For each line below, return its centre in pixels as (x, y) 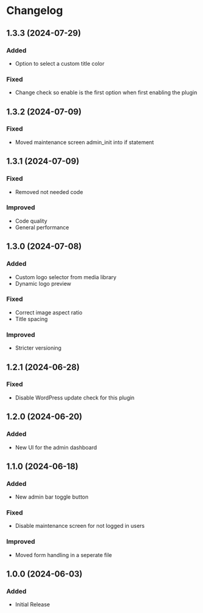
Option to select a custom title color (60, 63)
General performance (42, 227)
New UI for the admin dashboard (56, 447)
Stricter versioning (38, 348)
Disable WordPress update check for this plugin (75, 397)
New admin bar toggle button (52, 497)
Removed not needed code (49, 192)
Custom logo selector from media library (66, 277)
